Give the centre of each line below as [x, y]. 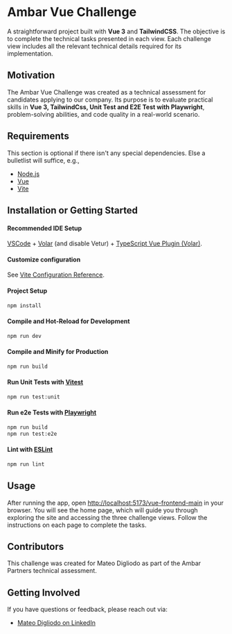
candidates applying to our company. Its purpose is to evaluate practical [110, 99]
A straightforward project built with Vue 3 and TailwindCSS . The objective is [116, 31]
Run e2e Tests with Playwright [52, 413]
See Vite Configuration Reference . [56, 275]
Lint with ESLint [30, 450]
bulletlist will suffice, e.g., [43, 160]
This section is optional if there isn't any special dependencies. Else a [106, 153]
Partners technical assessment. [52, 571]
